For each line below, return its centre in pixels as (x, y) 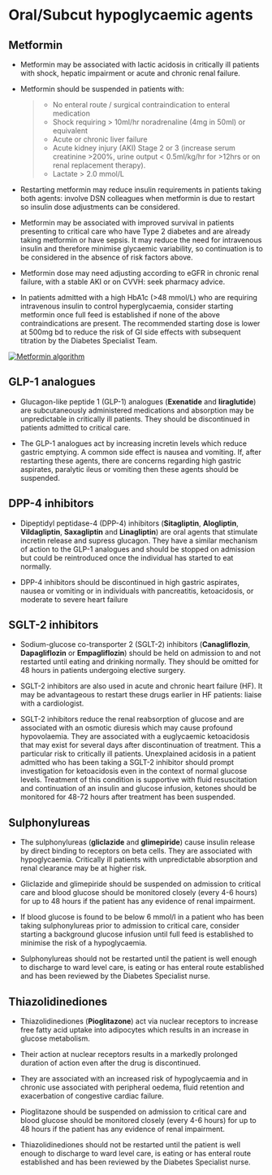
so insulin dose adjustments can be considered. (100, 207)
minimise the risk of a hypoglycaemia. (84, 943)
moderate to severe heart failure (74, 599)
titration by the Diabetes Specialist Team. (89, 341)
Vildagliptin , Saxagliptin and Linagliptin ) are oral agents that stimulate (139, 531)
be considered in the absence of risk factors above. (106, 257)
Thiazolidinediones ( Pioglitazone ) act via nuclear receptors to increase (139, 1021)
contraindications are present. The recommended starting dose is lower (140, 323)
